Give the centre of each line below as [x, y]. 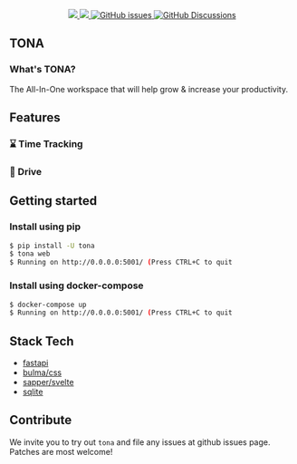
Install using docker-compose [77, 285]
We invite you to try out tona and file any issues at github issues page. [140, 442]
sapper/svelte [48, 382]
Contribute [41, 420]
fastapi [35, 363]
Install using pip [45, 227]
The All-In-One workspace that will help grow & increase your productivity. [148, 89]
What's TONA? [43, 70]
